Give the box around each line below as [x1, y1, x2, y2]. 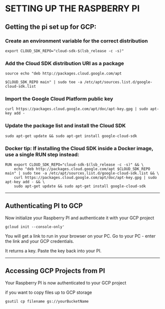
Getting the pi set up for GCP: [5, 23, 97, 31]
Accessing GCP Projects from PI [5, 267, 106, 275]
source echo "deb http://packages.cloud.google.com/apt [5, 71, 122, 76]
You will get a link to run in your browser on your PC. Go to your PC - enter [5, 233, 156, 239]
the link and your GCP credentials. [5, 238, 75, 244]
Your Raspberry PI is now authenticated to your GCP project [5, 279, 127, 286]
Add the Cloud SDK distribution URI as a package [5, 60, 124, 67]
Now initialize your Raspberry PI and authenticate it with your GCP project [5, 215, 155, 221]
